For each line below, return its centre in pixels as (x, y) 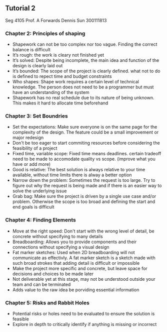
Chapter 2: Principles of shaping (45, 33)
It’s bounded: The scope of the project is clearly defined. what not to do (86, 71)
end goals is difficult (33, 207)
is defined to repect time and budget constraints (62, 76)
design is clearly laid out (37, 66)
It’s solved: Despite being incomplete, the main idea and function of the (86, 60)
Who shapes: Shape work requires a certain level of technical (75, 82)
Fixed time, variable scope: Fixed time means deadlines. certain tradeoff (87, 154)
